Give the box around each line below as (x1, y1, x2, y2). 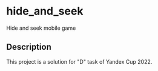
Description (6, 42, 51, 52)
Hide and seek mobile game (6, 24, 76, 32)
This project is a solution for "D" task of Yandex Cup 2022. (6, 58, 153, 65)
